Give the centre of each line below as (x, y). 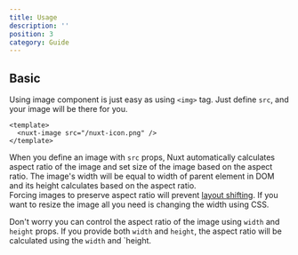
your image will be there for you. (68, 109)
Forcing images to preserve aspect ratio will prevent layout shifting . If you (144, 195)
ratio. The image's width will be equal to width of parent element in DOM (142, 176)
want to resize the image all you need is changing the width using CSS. (139, 204)
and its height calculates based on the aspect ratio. (103, 186)
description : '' (39, 26)
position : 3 (31, 34)
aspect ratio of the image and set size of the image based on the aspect (141, 167)
